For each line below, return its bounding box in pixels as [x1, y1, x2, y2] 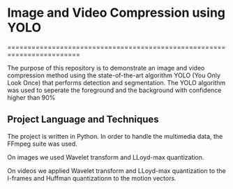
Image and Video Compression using [7, 5, 225, 21]
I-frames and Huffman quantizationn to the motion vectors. [7, 174, 176, 182]
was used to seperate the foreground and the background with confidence [7, 86, 222, 94]
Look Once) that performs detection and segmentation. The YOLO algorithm [7, 78, 226, 86]
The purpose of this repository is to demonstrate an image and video [7, 63, 205, 72]
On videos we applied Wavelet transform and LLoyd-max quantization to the [7, 166, 227, 175]
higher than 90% [7, 93, 56, 102]
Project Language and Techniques [7, 114, 159, 126]
